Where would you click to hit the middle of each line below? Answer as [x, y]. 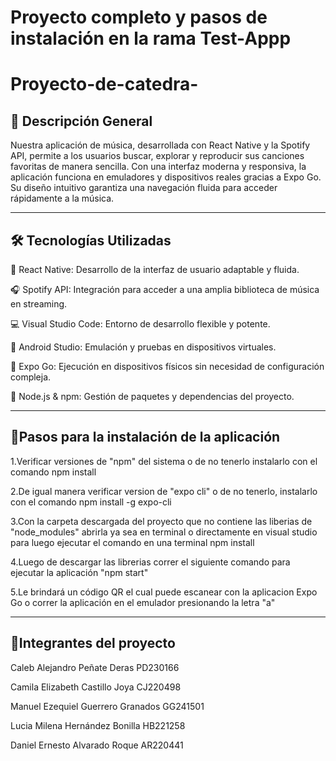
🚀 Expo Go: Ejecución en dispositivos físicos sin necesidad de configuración [167, 366]
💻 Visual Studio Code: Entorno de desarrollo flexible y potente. [140, 324]
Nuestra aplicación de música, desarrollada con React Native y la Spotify [160, 145]
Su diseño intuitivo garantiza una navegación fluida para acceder [144, 188]
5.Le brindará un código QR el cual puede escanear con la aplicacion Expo [164, 592]
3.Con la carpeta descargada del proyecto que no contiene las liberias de [161, 521]
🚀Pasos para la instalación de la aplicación [145, 437]
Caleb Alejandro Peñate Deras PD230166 [95, 667]
